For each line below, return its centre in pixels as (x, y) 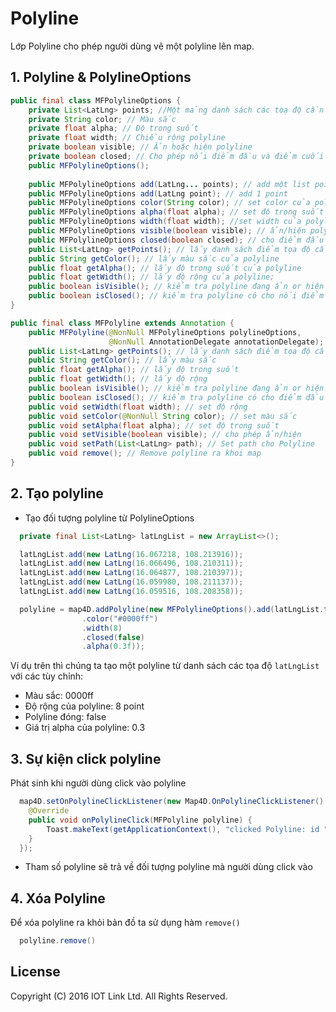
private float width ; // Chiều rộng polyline (127, 138)
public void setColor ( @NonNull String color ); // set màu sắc (163, 416)
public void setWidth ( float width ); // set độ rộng (138, 407)
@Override (49, 811)
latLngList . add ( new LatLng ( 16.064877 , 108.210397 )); (131, 573)
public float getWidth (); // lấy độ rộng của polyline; (151, 277)
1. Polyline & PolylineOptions (101, 77)
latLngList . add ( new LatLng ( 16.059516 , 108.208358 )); (131, 592)
